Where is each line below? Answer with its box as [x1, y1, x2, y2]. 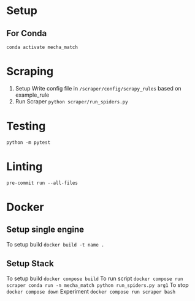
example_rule [15, 91, 50, 98]
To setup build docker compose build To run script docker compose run [6, 275, 183, 282]
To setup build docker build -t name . [6, 240, 104, 248]
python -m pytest [6, 139, 51, 146]
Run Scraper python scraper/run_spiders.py [15, 97, 128, 105]
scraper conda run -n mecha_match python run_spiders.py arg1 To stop [6, 281, 189, 288]
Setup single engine [6, 225, 85, 235]
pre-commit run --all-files [6, 180, 78, 186]
